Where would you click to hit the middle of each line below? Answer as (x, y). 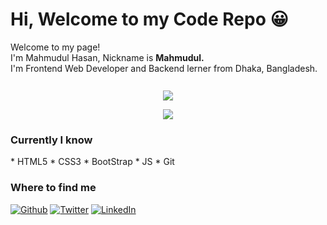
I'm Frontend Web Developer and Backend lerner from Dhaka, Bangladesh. (164, 68)
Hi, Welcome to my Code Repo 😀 (149, 19)
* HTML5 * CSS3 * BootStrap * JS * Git (92, 162)
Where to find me (53, 188)
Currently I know (51, 140)
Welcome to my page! (55, 47)
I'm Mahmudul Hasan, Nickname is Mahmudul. (107, 57)
